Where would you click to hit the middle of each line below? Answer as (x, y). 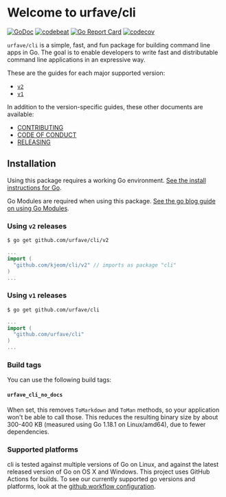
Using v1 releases (37, 296)
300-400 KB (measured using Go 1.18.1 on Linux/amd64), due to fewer (106, 424)
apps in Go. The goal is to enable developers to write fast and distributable (113, 52)
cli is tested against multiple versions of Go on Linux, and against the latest (113, 464)
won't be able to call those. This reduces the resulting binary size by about (113, 417)
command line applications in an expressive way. (76, 59)
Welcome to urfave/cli (71, 13)
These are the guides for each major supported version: (86, 73)
